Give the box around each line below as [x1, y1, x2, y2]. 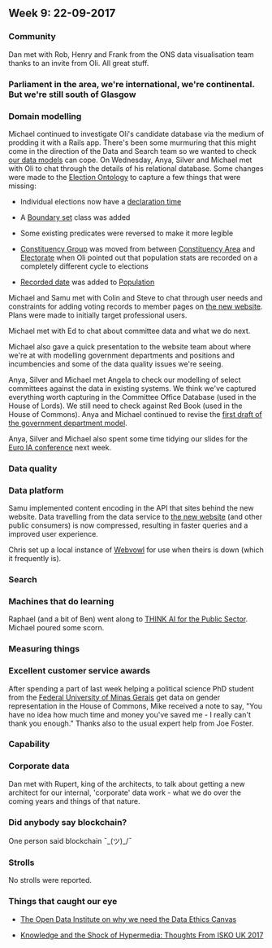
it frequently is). [8, 554, 62, 564]
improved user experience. [8, 529, 99, 539]
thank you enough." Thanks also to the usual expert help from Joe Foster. [8, 718, 254, 728]
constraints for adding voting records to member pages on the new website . [8, 301, 263, 311]
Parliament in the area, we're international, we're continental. [8, 78, 255, 90]
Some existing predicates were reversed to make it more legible [19, 228, 234, 238]
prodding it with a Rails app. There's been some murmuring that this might [8, 138, 257, 147]
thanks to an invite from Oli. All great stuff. [8, 58, 149, 68]
